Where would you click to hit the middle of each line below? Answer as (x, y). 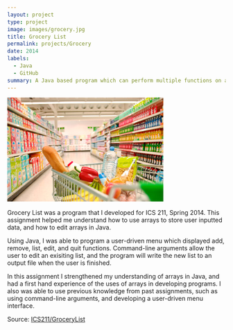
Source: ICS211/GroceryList (46, 319)
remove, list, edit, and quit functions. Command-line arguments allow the (111, 248)
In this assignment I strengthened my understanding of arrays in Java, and (113, 276)
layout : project (31, 15)
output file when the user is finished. (60, 263)
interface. (21, 306)
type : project (28, 22)
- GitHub (26, 73)
